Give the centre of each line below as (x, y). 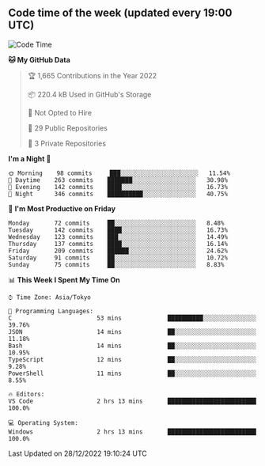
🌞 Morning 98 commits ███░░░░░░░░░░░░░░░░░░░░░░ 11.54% (119, 173)
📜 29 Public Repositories (68, 128)
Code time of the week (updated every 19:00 (120, 13)
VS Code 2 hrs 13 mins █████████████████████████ (132, 401)
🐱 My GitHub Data (40, 59)
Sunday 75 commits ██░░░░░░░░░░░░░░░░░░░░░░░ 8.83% (116, 264)
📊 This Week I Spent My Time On (64, 279)
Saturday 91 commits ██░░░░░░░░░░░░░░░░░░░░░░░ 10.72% (118, 258)
